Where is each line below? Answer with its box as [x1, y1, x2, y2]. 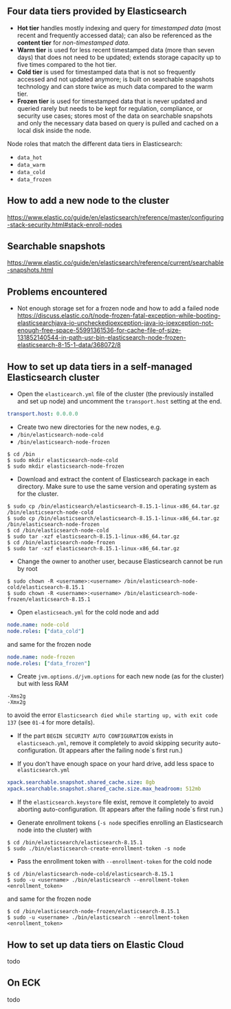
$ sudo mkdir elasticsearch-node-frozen [7, 463, 125, 470]
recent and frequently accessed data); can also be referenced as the [16, 31, 212, 39]
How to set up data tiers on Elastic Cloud [7, 939, 184, 950]
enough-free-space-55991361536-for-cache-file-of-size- [16, 326, 181, 335]
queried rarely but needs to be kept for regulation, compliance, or [16, 104, 203, 112]
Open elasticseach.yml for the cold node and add [16, 607, 159, 616]
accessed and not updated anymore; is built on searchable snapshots [16, 75, 214, 83]
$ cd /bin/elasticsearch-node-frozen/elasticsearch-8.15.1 [7, 908, 180, 915]
